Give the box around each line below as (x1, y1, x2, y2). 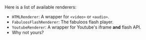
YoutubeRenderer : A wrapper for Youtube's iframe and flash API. (11, 24, 142, 30)
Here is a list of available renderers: (4, 4, 77, 10)
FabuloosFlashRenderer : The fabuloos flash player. (11, 19, 114, 25)
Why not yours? (11, 30, 44, 35)
